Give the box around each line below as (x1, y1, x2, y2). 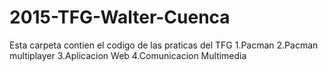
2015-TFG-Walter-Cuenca (9, 6, 231, 29)
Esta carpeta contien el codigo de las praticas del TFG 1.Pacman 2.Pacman (9, 39, 319, 51)
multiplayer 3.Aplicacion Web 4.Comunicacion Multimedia (9, 49, 247, 61)
